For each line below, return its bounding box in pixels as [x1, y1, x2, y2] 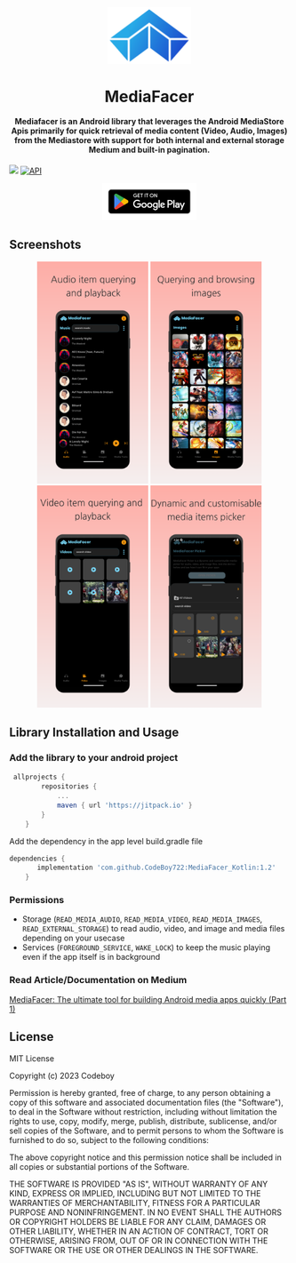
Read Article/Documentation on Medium [9, 974, 188, 987]
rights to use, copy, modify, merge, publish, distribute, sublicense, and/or [9, 1115, 277, 1126]
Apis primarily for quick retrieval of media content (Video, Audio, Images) [11, 125, 288, 136]
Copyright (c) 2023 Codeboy [9, 1070, 116, 1081]
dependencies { [9, 854, 66, 863]
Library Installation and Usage [9, 725, 180, 740]
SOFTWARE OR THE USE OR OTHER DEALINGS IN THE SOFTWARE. [9, 1244, 259, 1255]
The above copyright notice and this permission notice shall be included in [9, 1152, 282, 1163]
